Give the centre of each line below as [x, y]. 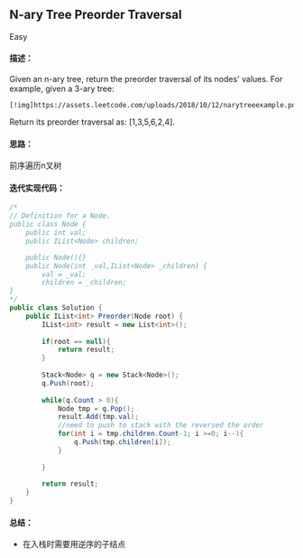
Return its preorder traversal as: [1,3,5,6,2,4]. [92, 122]
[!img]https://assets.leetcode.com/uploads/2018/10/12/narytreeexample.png [155, 106]
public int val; [56, 233]
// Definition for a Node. [60, 216]
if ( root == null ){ [76, 341]
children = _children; [84, 283]
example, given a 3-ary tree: [62, 88]
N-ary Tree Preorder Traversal [96, 15]
